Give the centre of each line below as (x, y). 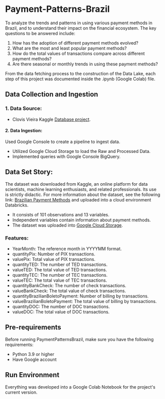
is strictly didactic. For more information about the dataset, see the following (83, 195)
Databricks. (17, 205)
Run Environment (32, 375)
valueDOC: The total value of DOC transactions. (61, 312)
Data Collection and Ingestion (52, 94)
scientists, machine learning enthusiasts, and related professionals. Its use (81, 189)
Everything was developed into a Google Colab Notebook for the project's (80, 387)
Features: (17, 238)
